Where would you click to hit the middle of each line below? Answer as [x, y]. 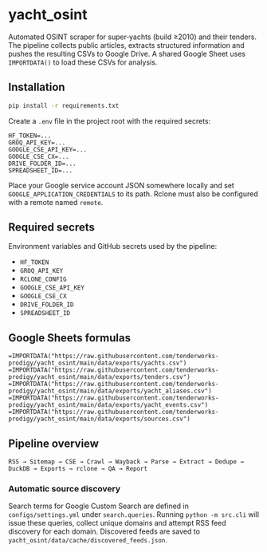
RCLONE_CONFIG [43, 280]
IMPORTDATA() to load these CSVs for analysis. [83, 62]
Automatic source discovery [65, 488]
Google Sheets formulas [70, 338]
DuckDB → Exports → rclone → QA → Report [78, 469]
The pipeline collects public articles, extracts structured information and [126, 45]
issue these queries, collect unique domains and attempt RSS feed [117, 523]
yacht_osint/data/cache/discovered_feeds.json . [88, 540]
